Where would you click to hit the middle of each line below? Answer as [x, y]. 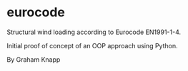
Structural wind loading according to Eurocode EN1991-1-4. [94, 32]
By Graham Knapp [34, 59]
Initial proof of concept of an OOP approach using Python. [92, 45]
